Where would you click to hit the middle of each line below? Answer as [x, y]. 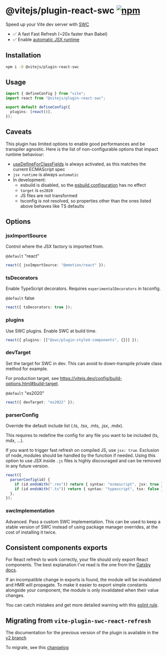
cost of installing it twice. [31, 532]
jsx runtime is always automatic [46, 174]
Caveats [19, 132]
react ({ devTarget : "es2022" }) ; [40, 402]
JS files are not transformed [49, 195]
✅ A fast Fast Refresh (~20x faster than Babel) [60, 34]
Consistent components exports [57, 547]
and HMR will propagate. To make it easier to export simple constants [77, 585]
